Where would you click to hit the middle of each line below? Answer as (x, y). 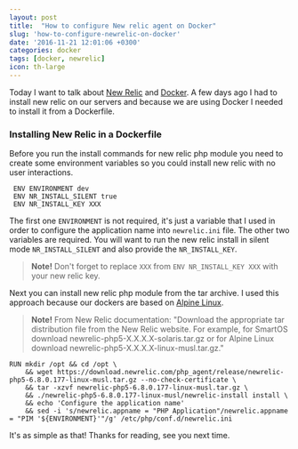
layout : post (33, 17)
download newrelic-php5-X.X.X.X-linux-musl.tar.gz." (127, 349)
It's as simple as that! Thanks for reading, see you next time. (120, 436)
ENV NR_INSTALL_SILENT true (65, 196)
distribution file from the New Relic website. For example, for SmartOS (159, 329)
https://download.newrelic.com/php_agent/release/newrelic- (170, 373)
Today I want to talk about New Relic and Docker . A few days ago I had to (143, 92)
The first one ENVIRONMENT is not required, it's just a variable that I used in (142, 221)
